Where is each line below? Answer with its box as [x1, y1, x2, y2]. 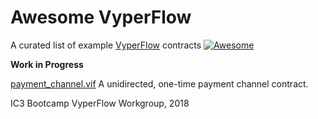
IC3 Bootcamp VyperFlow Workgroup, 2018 [10, 97, 190, 109]
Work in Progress [10, 58, 84, 70]
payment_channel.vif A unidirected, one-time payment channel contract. [10, 77, 309, 90]
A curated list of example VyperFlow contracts [10, 39, 202, 51]
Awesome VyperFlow [10, 6, 192, 29]
